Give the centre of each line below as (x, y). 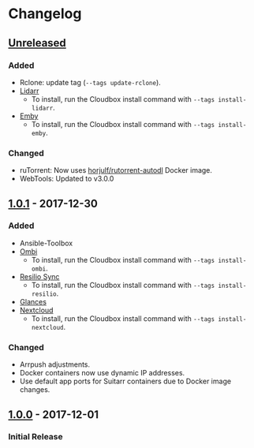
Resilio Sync (39, 276)
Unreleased (37, 43)
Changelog (45, 14)
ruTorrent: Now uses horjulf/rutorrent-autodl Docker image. (116, 170)
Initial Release (35, 437)
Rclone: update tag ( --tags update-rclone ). (90, 82)
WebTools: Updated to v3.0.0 (67, 179)
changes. (35, 390)
